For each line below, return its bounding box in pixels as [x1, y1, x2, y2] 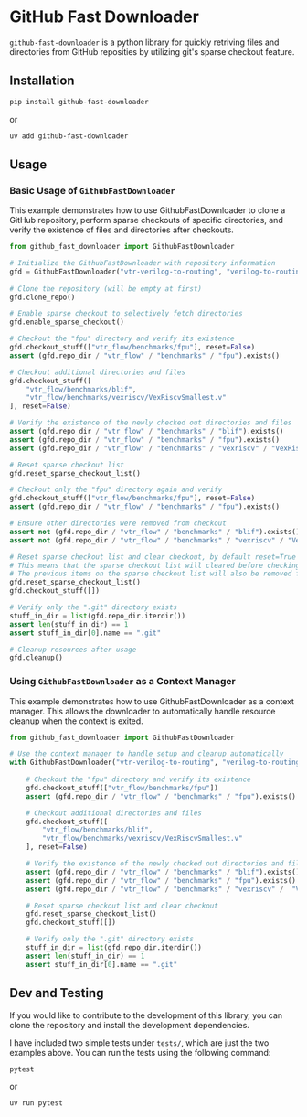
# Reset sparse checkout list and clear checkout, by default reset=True [9, 552, 297, 562]
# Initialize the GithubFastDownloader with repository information [9, 259, 276, 268]
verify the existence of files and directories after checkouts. [9, 224, 235, 235]
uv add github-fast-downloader [9, 131, 129, 141]
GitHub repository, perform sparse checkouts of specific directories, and [9, 215, 283, 226]
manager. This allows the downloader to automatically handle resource [9, 705, 276, 716]
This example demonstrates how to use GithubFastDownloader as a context [9, 695, 295, 706]
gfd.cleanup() [9, 653, 64, 662]
